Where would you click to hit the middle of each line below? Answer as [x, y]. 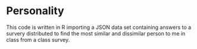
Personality [35, 11]
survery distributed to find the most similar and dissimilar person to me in [96, 33]
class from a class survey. [38, 40]
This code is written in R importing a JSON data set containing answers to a [99, 27]
